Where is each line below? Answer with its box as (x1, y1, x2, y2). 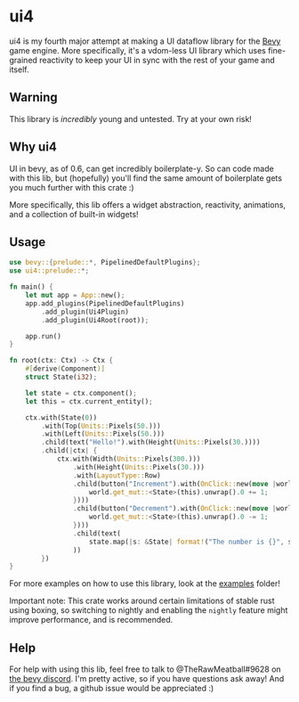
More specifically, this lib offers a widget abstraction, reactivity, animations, (9, 199, 287, 210)
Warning (9, 90, 58, 105)
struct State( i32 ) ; (25, 372, 98, 381)
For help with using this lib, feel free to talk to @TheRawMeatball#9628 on (9, 664, 282, 674)
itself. (9, 64, 29, 75)
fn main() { (9, 282, 53, 291)
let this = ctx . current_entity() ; (25, 396, 153, 406)
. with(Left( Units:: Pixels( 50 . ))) (41, 429, 166, 438)
